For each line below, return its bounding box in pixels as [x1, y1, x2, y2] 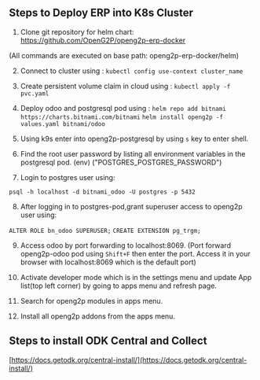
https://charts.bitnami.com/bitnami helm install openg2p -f [20, 113, 223, 121]
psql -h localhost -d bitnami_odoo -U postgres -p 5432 [9, 188, 196, 196]
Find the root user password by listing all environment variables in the [20, 149, 246, 158]
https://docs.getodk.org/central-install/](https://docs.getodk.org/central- [11, 355, 247, 364]
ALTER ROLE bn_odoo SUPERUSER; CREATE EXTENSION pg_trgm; [9, 227, 201, 234]
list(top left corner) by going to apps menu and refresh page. [20, 281, 217, 290]
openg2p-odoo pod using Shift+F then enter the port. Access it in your [20, 249, 251, 258]
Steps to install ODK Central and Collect [9, 334, 207, 348]
